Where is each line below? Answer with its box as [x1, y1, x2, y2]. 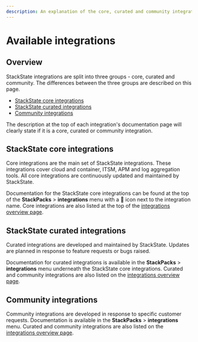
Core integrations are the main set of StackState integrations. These [6, 160, 171, 167]
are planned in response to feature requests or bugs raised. [6, 248, 151, 255]
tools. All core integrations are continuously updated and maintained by [6, 172, 180, 180]
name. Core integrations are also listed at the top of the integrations [6, 202, 170, 210]
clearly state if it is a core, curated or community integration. [6, 127, 153, 134]
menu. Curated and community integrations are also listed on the [6, 323, 164, 330]
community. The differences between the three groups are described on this [6, 79, 192, 86]
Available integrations [6, 34, 116, 47]
